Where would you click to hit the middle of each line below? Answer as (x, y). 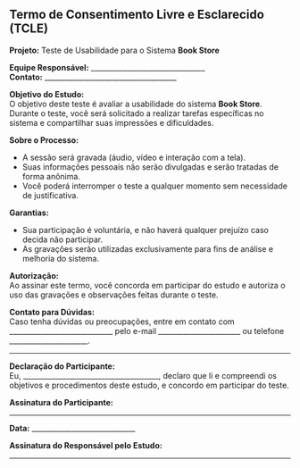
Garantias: (29, 213)
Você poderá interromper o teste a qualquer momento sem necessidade (155, 186)
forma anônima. (51, 176)
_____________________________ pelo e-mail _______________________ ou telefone (147, 330)
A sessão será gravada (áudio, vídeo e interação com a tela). (134, 157)
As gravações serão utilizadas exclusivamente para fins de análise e (148, 248)
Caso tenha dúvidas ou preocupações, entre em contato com (122, 322)
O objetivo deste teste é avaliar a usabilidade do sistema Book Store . (136, 104)
